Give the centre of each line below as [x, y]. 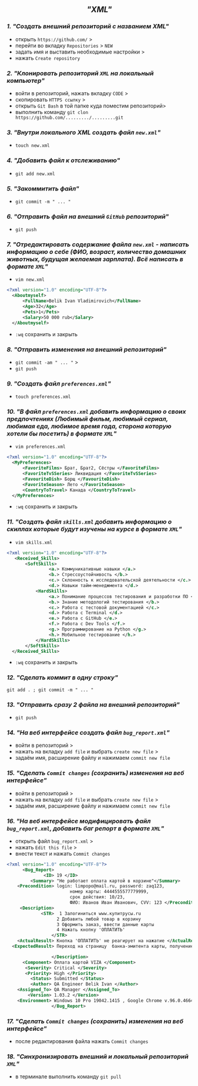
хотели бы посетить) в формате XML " [62, 434]
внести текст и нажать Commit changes [63, 853]
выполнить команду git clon [52, 112]
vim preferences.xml [40, 447]
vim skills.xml [34, 542]
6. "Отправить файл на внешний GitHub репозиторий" [88, 216]
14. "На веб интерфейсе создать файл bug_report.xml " [88, 732]
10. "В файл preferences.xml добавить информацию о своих [96, 412]
